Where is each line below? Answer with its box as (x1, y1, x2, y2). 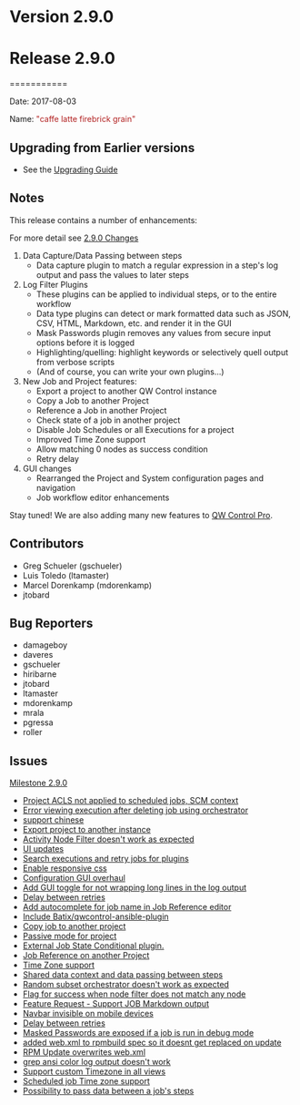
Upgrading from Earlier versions (9, 139, 195, 156)
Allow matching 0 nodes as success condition (35, 444, 209, 455)
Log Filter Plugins (22, 279, 88, 290)
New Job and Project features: (22, 375, 138, 386)
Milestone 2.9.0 (9, 777, 68, 789)
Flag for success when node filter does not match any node (22, 988, 246, 999)
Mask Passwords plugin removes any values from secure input (35, 327, 271, 338)
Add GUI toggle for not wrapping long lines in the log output (22, 882, 247, 894)
